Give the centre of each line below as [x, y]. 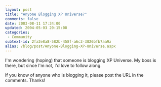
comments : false [22, 19]
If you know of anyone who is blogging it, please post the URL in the [75, 75]
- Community [20, 37]
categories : [17, 32]
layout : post [19, 10]
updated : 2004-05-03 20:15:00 [36, 28]
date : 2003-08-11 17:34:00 [33, 23]
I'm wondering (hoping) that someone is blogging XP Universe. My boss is [81, 60]
